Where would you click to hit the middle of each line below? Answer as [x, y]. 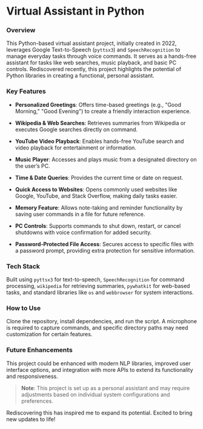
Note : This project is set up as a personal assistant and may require [105, 388]
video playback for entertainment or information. [75, 148]
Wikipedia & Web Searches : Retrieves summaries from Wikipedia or [100, 123]
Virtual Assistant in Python [75, 11]
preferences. [37, 401]
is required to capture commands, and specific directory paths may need [97, 328]
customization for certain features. [49, 334]
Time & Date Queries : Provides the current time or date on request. [99, 177]
